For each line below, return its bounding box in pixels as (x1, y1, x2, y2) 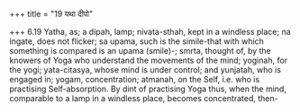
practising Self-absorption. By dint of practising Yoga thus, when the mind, (9, 83, 286, 94)
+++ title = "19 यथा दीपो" (9, 9, 93, 19)
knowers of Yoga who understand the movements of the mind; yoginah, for (9, 55, 288, 65)
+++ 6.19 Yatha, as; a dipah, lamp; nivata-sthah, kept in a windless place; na (9, 27, 291, 37)
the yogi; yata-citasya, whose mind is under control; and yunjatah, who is (9, 65, 282, 75)
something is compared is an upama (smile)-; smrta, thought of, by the (9, 46, 272, 56)
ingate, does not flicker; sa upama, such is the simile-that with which (9, 36, 264, 47)
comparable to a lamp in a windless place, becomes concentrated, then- (9, 93, 278, 103)
